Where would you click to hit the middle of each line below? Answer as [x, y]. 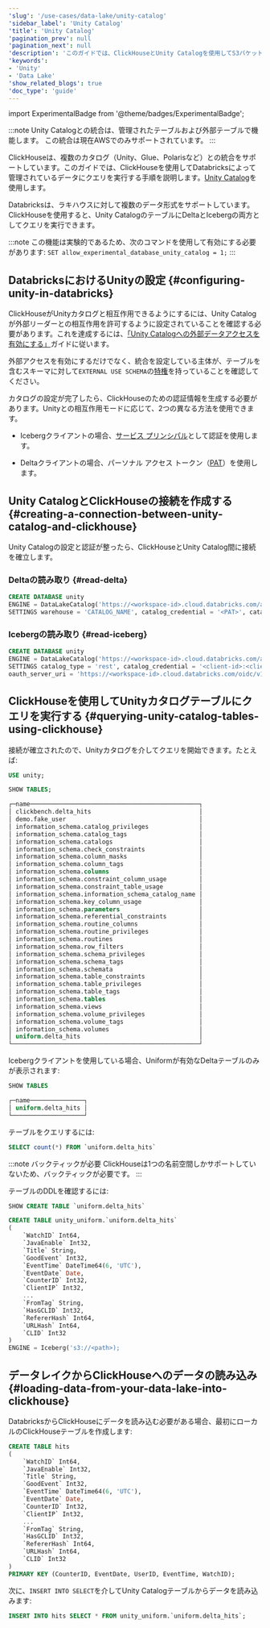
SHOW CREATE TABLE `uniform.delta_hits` [77, 1206]
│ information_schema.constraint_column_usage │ [106, 880]
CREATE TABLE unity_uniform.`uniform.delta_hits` [93, 1221]
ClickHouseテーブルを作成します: [77, 1431]
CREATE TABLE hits [39, 1447]
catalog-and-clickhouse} [73, 526]
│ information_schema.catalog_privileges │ [106, 826]
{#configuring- [207, 280]
